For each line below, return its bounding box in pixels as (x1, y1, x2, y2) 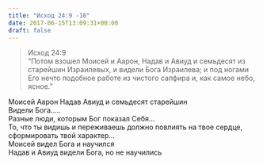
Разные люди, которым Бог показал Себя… (8, 114, 155, 124)
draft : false (8, 26, 51, 34)
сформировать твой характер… (8, 131, 115, 140)
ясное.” (27, 82, 53, 91)
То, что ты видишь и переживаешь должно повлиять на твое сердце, (8, 122, 243, 132)
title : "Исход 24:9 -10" (8, 11, 90, 20)
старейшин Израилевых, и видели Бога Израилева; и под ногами (27, 65, 250, 75)
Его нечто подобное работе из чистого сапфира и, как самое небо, (27, 73, 256, 83)
